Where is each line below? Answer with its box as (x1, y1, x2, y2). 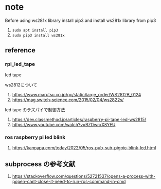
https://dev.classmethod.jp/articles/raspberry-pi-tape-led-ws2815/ (12, 116, 146, 122)
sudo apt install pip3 (12, 28, 58, 33)
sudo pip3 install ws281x (12, 33, 65, 38)
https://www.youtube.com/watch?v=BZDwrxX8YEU (12, 121, 116, 127)
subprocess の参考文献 (5, 160, 75, 169)
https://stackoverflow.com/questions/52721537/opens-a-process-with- (12, 173, 156, 179)
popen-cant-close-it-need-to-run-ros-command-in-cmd (12, 178, 126, 184)
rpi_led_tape (5, 61, 36, 68)
